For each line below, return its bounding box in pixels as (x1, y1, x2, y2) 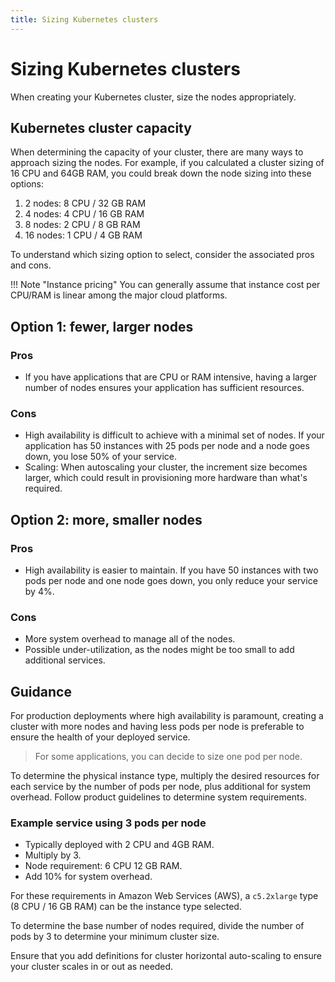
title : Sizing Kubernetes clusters (10, 14, 159, 25)
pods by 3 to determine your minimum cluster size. (10, 931, 220, 943)
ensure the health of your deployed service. (10, 731, 191, 743)
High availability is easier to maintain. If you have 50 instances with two (24, 564, 319, 576)
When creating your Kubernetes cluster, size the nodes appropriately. (10, 91, 297, 103)
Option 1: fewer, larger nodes (10, 318, 194, 335)
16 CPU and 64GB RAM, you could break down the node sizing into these (10, 167, 312, 180)
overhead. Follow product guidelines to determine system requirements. (10, 791, 307, 803)
